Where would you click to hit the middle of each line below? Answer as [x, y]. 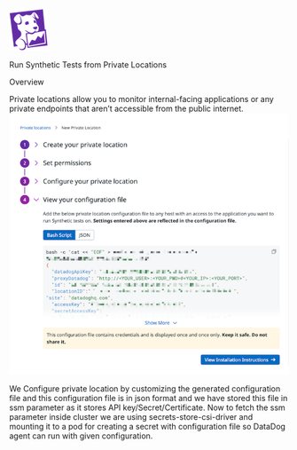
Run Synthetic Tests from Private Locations [88, 65]
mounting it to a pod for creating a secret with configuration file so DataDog [148, 427]
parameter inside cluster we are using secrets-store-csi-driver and [131, 417]
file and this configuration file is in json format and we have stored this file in [148, 399]
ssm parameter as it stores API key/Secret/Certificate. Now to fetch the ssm [147, 407]
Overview [27, 82]
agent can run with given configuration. [81, 436]
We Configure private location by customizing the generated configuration [145, 389]
